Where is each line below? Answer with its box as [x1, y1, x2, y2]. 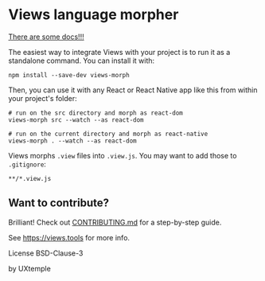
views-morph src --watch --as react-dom [8, 115, 145, 124]
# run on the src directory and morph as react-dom [8, 109, 183, 117]
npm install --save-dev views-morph [8, 71, 130, 79]
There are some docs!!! [8, 32, 85, 41]
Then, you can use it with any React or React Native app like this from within [8, 85, 258, 95]
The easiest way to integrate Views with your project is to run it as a [8, 47, 231, 57]
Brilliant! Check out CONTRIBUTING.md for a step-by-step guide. [8, 217, 222, 227]
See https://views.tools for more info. [8, 232, 130, 242]
